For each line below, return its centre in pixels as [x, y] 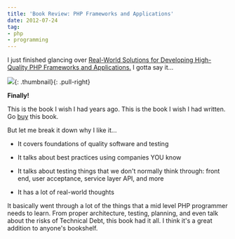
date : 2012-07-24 [33, 20]
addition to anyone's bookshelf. [53, 228]
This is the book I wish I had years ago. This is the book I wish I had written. [116, 109]
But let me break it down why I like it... [62, 130]
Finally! [18, 96]
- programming [28, 40]
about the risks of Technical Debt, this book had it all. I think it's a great [110, 221]
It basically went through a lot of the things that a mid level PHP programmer [117, 206]
